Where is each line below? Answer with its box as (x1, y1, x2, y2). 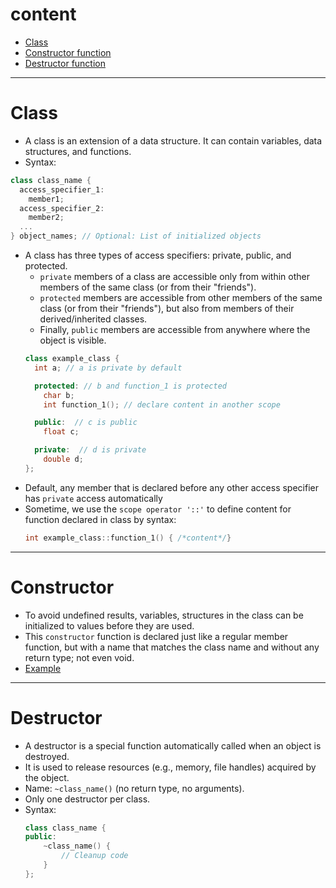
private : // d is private (34, 445, 147, 455)
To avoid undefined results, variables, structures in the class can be (24, 609, 304, 621)
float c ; (43, 427, 80, 437)
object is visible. (39, 334, 107, 346)
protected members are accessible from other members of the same (39, 292, 323, 303)
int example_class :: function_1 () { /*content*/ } (24, 533, 232, 543)
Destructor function (24, 57, 106, 69)
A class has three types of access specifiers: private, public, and (24, 249, 292, 261)
